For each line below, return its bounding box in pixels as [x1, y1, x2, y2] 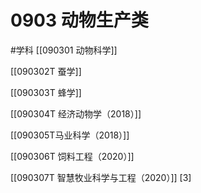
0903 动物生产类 [10, 9, 149, 32]
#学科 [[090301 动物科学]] [10, 44, 118, 56]
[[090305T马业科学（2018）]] [10, 129, 130, 141]
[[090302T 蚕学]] [10, 65, 82, 77]
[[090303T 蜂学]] [10, 86, 82, 98]
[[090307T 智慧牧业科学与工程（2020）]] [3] [10, 171, 192, 183]
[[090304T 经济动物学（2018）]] [10, 107, 142, 120]
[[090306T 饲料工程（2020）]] [10, 150, 135, 162]
